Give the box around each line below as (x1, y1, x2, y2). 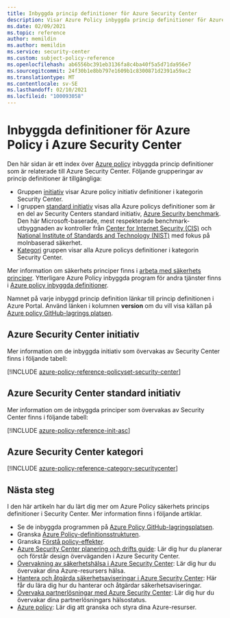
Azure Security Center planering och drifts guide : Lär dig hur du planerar (16, 545, 222, 553)
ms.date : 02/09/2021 (7, 23, 66, 29)
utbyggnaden (16, 224, 55, 232)
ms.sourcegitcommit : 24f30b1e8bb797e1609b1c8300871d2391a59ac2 (7, 67, 192, 74)
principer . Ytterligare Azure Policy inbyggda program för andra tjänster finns (7, 274, 222, 282)
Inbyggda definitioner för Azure (7, 123, 190, 138)
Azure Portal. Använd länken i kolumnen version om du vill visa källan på (7, 301, 212, 309)
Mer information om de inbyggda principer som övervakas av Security (7, 405, 205, 414)
